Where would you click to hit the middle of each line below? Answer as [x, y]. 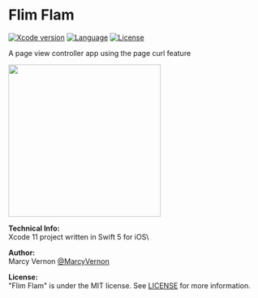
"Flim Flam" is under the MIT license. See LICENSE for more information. [130, 285]
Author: [22, 253]
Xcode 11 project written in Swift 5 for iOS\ [79, 236]
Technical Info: [34, 228]
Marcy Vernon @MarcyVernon [59, 261]
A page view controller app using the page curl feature [100, 53]
